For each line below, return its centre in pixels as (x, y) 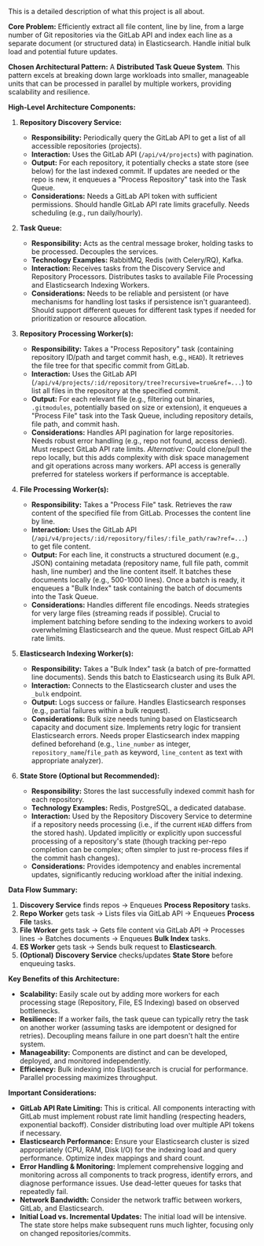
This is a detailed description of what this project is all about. (106, 11)
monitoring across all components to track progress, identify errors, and (136, 1175)
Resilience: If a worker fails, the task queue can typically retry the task (134, 1019)
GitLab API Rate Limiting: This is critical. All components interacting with (137, 1108)
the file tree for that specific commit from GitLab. (110, 366)
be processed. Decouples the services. (95, 252)
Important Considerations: (52, 1093)
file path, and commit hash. (75, 424)
